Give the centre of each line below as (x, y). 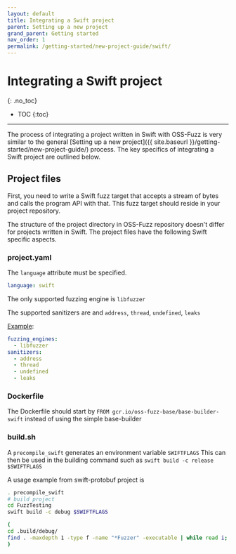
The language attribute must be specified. (67, 273)
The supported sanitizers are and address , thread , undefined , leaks (104, 312)
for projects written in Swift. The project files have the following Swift (107, 232)
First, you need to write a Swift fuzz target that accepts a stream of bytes (113, 196)
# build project (31, 499)
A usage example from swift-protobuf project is (76, 480)
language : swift (31, 286)
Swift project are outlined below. (54, 157)
